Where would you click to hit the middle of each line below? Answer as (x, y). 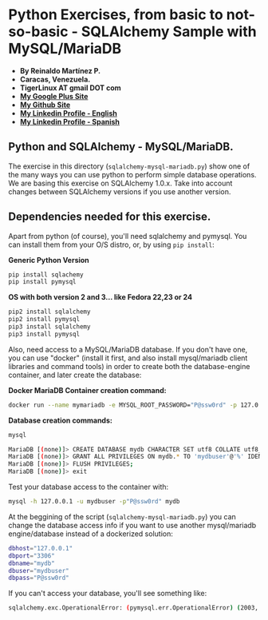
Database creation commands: (61, 420)
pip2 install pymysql (44, 320)
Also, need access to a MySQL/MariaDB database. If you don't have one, (128, 349)
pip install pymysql (43, 282)
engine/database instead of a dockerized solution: (91, 534)
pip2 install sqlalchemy (49, 312)
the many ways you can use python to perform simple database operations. (132, 174)
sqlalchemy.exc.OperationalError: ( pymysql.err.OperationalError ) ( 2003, (134, 608)
